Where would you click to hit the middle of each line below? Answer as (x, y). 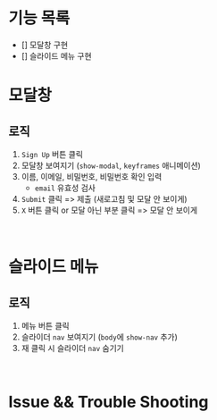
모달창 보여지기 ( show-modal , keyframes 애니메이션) (111, 165)
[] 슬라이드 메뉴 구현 (56, 55)
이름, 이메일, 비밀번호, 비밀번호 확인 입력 (92, 176)
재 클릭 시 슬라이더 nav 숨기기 (72, 348)
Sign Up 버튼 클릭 (52, 154)
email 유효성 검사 (65, 188)
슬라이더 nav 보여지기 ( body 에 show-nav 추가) (99, 337)
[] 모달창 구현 (45, 45)
